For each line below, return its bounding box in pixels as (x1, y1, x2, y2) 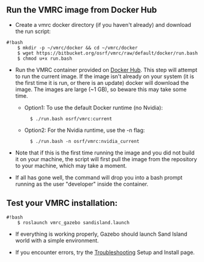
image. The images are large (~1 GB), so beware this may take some (15, 86, 187, 93)
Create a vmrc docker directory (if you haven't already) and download (15, 21, 191, 28)
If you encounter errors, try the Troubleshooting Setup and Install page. (15, 249, 195, 256)
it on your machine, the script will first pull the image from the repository (15, 155, 197, 162)
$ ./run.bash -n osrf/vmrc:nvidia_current (29, 138, 140, 144)
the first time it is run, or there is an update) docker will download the (15, 79, 189, 86)
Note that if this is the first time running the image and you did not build (15, 149, 195, 156)
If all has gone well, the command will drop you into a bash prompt (15, 173, 183, 181)
